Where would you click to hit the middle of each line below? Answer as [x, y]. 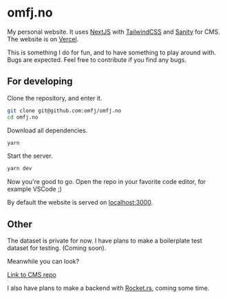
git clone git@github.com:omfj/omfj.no [64, 111]
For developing [40, 82]
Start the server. [30, 156]
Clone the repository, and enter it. [55, 98]
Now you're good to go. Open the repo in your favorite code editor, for [107, 182]
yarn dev [20, 169]
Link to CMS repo [32, 275]
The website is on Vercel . [43, 39]
